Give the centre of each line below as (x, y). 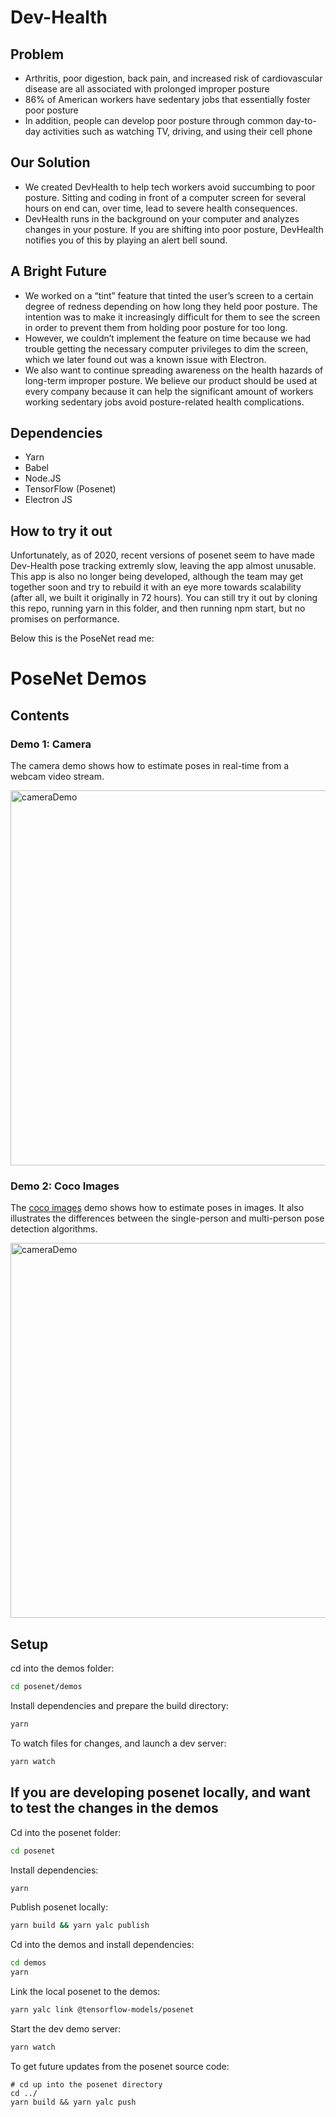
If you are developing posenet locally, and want (160, 1792)
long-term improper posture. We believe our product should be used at (171, 380)
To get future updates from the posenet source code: (120, 2066)
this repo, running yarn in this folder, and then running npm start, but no (158, 608)
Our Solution (50, 162)
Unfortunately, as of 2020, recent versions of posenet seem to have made (162, 555)
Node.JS (43, 478)
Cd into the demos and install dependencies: (102, 1945)
